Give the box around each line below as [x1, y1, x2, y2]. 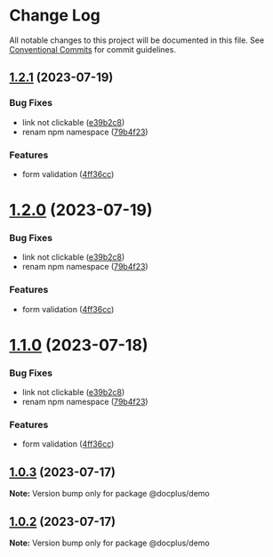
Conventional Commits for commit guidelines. [9, 44, 176, 54]
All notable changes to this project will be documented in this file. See [9, 35, 265, 45]
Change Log [9, 5, 100, 26]
